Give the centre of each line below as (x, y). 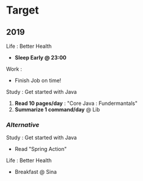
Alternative (23, 124)
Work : (14, 69)
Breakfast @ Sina (36, 172)
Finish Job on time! (38, 80)
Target (23, 10)
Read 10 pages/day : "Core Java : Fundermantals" (76, 103)
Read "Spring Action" (40, 149)
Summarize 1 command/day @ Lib (57, 109)
